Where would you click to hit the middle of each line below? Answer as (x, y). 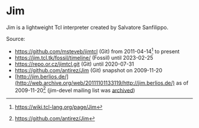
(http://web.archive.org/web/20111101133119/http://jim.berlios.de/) (95, 83)
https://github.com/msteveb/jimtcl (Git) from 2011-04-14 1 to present (97, 50)
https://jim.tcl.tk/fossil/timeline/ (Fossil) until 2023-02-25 (84, 57)
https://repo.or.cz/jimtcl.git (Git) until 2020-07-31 (74, 64)
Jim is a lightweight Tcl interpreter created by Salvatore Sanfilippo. (87, 27)
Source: (16, 39)
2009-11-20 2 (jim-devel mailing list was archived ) (75, 89)
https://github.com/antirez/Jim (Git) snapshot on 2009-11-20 (89, 70)
